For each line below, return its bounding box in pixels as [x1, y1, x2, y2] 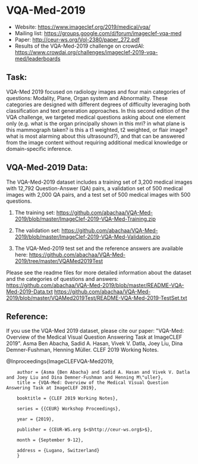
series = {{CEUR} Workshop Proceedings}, [17, 406, 121, 412]
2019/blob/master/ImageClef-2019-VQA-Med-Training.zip [14, 215, 156, 222]
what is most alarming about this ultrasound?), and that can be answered [6, 132, 185, 140]
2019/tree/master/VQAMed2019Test [14, 257, 103, 264]
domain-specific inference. [6, 145, 73, 152]
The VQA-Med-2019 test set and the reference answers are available [14, 245, 183, 252]
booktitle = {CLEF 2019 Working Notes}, [17, 395, 118, 401]
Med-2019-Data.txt [6, 287, 54, 295]
